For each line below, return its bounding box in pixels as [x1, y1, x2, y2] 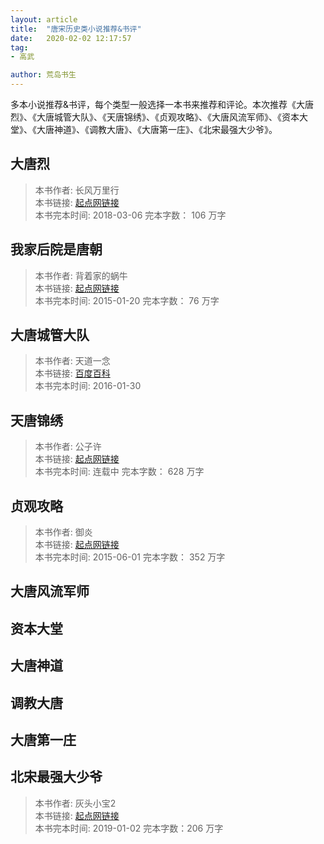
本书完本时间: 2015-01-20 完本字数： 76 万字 [34, 294, 220, 306]
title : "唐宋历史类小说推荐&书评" [10, 24, 142, 34]
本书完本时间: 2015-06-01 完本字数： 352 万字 [34, 551, 226, 563]
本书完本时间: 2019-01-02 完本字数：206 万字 [34, 822, 224, 834]
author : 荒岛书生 [10, 70, 77, 80]
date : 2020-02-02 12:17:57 [10, 33, 132, 43]
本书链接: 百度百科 [34, 367, 111, 380]
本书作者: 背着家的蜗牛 [34, 269, 128, 281]
